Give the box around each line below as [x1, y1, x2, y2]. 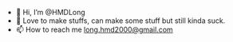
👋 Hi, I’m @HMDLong [15, 8, 85, 17]
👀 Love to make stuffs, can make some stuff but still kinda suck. [15, 16, 226, 25]
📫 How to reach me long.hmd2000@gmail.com [15, 25, 173, 34]
